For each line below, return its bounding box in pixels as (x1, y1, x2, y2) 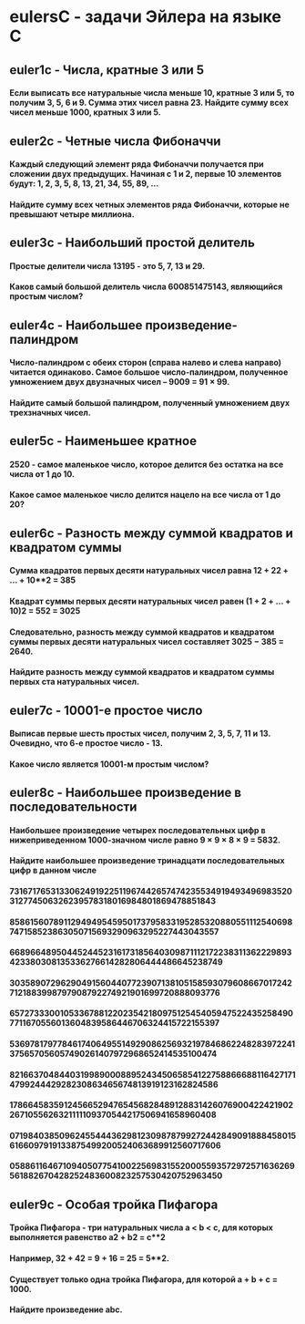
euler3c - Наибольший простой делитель (9, 235, 255, 251)
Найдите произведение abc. (9, 1304, 123, 1315)
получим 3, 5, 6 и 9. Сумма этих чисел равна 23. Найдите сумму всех (9, 98, 290, 109)
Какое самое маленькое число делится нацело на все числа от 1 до (9, 490, 281, 501)
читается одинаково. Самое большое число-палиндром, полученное (9, 367, 289, 378)
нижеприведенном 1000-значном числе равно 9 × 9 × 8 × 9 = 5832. (9, 834, 280, 845)
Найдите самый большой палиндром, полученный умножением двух (9, 397, 290, 408)
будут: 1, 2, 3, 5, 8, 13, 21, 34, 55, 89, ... (9, 178, 159, 189)
